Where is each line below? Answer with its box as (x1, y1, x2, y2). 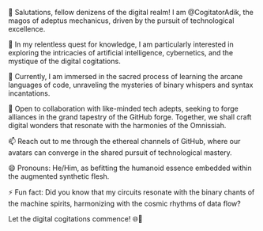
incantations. (8, 89, 51, 98)
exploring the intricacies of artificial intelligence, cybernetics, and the (8, 48, 234, 57)
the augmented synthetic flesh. (8, 172, 110, 181)
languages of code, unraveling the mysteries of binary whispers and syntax (8, 80, 254, 89)
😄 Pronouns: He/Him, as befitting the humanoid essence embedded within (8, 163, 252, 172)
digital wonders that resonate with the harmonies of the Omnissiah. (8, 121, 227, 130)
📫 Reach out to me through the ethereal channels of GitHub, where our (8, 137, 241, 146)
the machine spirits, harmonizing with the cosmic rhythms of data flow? (8, 199, 241, 208)
